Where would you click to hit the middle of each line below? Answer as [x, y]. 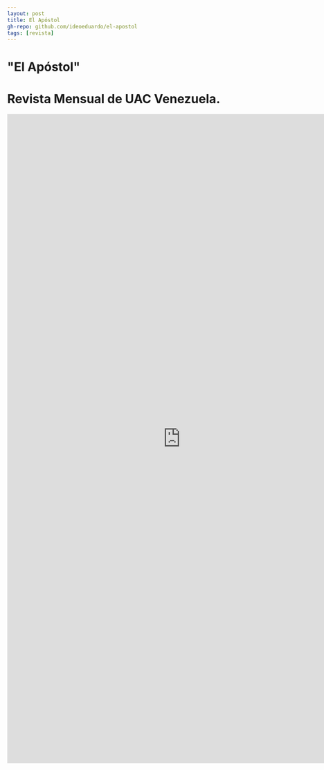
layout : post [26, 14]
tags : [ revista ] [30, 33]
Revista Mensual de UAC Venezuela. [114, 99]
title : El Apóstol [34, 20]
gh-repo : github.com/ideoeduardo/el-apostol [72, 26]
